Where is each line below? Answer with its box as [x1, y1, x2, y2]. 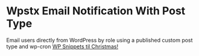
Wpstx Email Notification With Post [6, 4, 186, 18]
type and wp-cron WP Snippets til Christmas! [6, 43, 119, 50]
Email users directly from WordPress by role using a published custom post [6, 36, 193, 43]
